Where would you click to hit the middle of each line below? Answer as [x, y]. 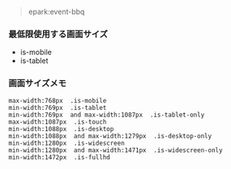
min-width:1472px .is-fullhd [60, 157]
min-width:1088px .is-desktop [61, 129]
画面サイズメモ [38, 83]
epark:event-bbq [56, 12]
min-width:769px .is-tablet [58, 108]
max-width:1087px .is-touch [58, 122]
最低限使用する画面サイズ [58, 34]
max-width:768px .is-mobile [58, 100]
